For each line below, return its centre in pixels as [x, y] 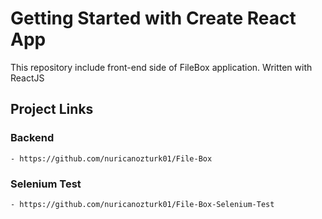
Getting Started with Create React [153, 18]
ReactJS [27, 78]
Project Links [52, 109]
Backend [32, 138]
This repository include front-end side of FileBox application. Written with [161, 67]
